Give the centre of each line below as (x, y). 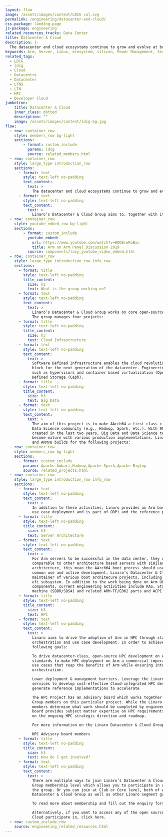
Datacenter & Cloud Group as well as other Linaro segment (94, 794)
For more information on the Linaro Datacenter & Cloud (91, 725)
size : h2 (36, 284)
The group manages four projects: (68, 317)
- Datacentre (23, 75)
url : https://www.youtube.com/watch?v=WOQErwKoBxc (86, 242)
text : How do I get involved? (59, 757)
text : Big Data (43, 401)
